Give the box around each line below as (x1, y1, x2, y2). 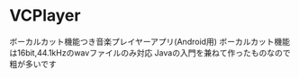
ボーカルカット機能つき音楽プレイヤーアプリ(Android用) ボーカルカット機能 (9, 36, 291, 47)
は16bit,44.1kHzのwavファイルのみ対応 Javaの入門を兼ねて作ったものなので (9, 47, 291, 58)
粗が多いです (9, 58, 57, 69)
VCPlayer (9, 5, 81, 26)
